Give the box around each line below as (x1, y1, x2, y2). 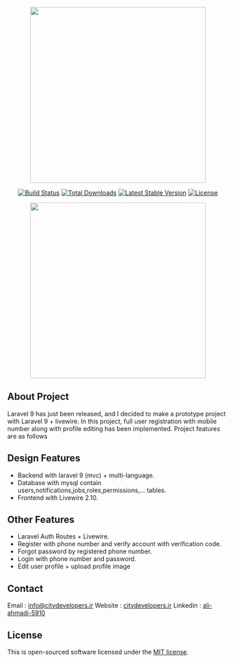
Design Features (7, 452, 81, 464)
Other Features (7, 514, 75, 526)
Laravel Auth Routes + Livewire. (17, 532, 109, 541)
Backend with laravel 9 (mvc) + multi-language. (17, 471, 155, 479)
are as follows (7, 432, 48, 440)
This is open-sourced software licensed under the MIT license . (7, 648, 189, 657)
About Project (7, 391, 69, 403)
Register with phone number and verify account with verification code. (17, 540, 222, 548)
